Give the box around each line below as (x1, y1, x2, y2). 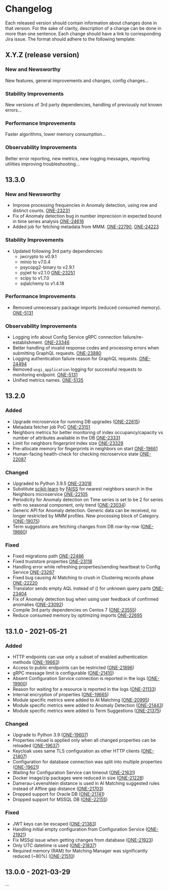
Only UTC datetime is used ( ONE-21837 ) (12, 842, 97, 848)
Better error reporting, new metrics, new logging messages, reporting (5, 155, 150, 161)
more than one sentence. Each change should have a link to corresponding (5, 30, 161, 37)
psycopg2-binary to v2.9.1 (20, 264, 75, 270)
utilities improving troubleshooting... (5, 161, 80, 167)
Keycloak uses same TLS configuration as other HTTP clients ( (12, 748, 143, 754)
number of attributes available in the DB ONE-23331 (12, 435, 121, 441)
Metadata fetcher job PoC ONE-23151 (12, 424, 91, 430)
